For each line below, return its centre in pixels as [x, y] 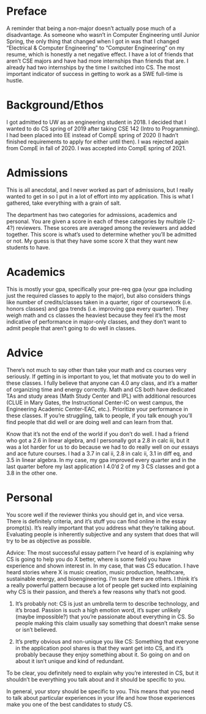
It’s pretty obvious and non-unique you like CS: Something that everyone [107, 641]
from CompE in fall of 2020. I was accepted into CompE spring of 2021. [96, 148]
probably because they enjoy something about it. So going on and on [102, 655]
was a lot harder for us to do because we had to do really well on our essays [103, 447]
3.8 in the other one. [32, 473]
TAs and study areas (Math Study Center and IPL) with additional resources [101, 396]
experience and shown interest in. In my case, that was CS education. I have [103, 566]
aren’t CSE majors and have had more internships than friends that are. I [97, 61]
